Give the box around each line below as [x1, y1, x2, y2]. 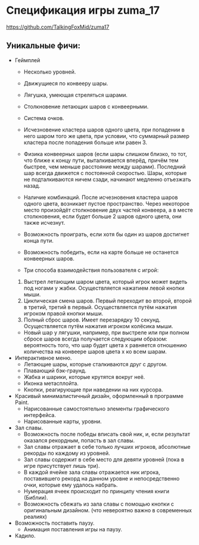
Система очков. [23, 114, 64, 121]
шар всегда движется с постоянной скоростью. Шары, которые [23, 169, 187, 176]
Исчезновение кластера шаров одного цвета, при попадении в [23, 126, 185, 133]
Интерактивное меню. [14, 354, 72, 362]
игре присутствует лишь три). [23, 462, 100, 469]
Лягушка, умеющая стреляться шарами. [23, 91, 128, 99]
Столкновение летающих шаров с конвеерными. [23, 103, 149, 110]
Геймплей [14, 56, 41, 63]
